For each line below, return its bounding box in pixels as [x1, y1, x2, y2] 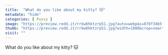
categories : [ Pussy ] [5, 16, 52, 21]
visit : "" [5, 30, 26, 35]
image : [5, 21, 19, 26]
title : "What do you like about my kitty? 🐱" [5, 7, 106, 12]
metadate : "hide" [5, 12, 41, 17]
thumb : [5, 26, 19, 31]
